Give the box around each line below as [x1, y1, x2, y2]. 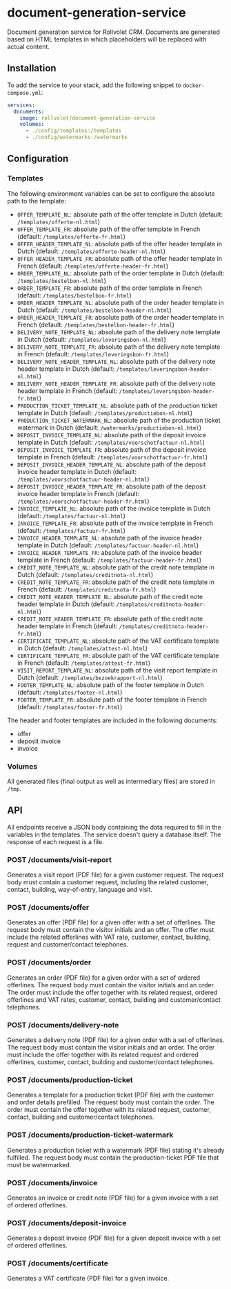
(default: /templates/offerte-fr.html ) [17, 232, 125, 240]
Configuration [7, 153, 69, 165]
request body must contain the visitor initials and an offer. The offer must [7, 926, 214, 934]
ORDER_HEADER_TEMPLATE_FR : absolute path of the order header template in [17, 313, 224, 321]
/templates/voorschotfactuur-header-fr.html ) [17, 497, 150, 505]
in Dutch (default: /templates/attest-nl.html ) [17, 643, 148, 652]
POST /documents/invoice [7, 1178, 98, 1187]
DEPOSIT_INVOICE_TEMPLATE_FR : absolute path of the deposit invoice [17, 445, 207, 454]
